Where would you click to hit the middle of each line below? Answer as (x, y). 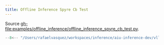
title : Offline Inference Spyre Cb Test (47, 10)
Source (12, 23)
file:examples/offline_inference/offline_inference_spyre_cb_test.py (72, 29)
